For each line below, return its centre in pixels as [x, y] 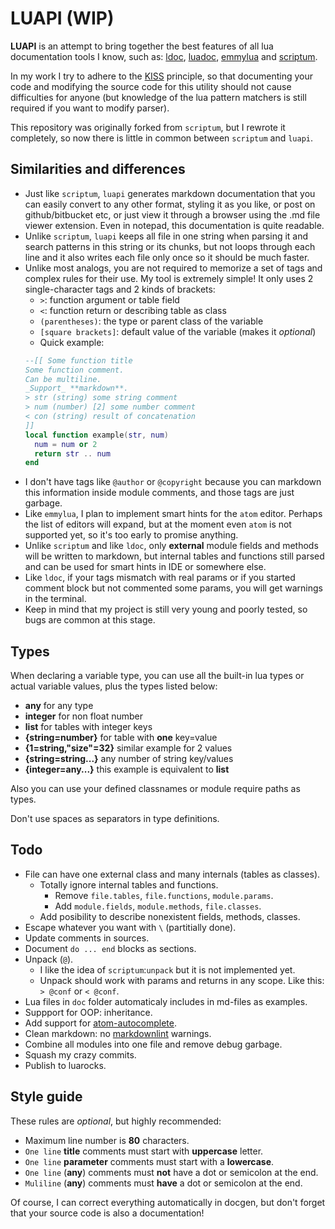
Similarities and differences [98, 169]
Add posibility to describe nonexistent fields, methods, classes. [170, 916]
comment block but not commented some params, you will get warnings [173, 588]
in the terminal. [55, 599]
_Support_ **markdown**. [76, 388]
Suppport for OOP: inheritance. [88, 1012]
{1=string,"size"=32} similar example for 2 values [128, 748]
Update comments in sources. [87, 938]
